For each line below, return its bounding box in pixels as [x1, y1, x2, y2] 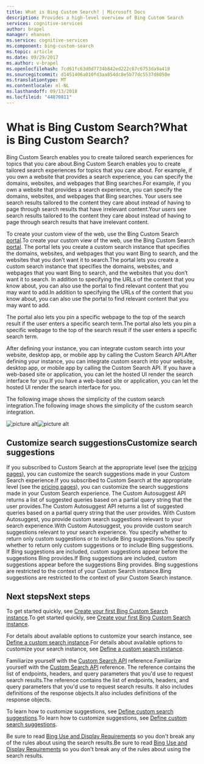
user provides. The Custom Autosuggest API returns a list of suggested [6, 502, 184, 510]
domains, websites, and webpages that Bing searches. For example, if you [6, 179, 191, 187]
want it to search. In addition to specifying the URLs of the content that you [6, 275, 195, 283]
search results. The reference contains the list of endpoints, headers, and [6, 677, 189, 684]
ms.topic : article [6, 49, 53, 55]
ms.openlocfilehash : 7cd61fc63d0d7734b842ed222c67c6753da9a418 [6, 65, 171, 72]
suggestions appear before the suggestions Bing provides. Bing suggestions [6, 561, 199, 568]
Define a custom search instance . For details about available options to [6, 639, 183, 646]
